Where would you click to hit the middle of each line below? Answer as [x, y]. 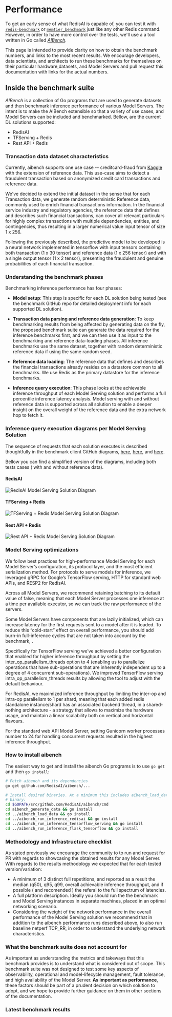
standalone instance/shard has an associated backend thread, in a [75, 704]
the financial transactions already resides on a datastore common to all [88, 367]
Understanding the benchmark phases [54, 277]
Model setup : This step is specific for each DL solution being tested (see [90, 298]
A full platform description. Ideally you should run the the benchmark [85, 895]
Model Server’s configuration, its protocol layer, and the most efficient [79, 566]
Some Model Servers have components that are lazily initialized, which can [84, 619]
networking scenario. [35, 906]
